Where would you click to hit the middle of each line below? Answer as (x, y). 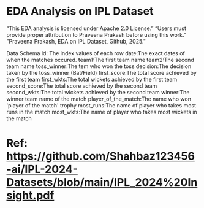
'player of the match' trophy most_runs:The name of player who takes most (101, 105)
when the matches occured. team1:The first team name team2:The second (100, 60)
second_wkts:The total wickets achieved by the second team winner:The (98, 92)
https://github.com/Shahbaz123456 (100, 156)
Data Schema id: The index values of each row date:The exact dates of (96, 53)
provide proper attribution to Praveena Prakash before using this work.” (96, 34)
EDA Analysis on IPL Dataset (80, 11)
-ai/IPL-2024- (42, 169)
